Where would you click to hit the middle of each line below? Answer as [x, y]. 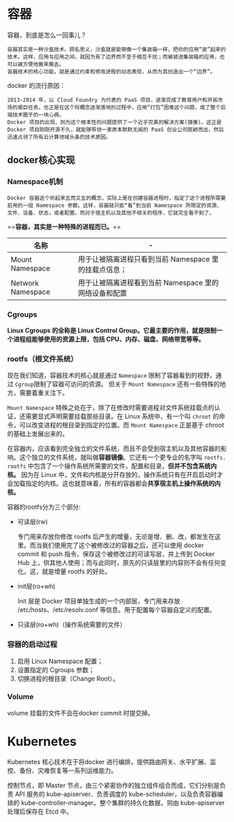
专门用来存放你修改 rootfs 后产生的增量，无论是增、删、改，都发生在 [116, 537]
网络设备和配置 [102, 293]
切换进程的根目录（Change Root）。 [68, 678]
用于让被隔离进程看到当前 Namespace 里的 [148, 282]
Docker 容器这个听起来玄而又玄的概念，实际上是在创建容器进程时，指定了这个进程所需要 [117, 198]
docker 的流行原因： [37, 85]
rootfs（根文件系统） [42, 358]
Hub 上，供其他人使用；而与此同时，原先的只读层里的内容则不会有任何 [119, 563]
